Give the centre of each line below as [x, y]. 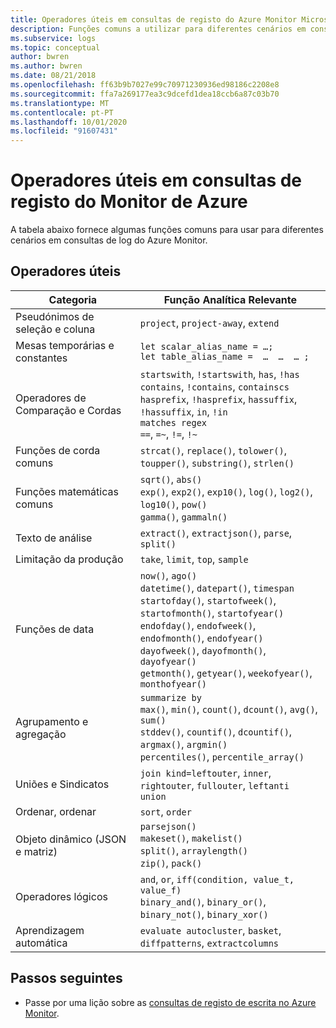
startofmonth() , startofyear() [212, 613]
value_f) [160, 890]
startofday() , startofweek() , [208, 600]
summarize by [170, 697]
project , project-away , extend [209, 323]
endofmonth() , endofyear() [201, 638]
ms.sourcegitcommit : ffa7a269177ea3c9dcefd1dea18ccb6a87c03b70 [145, 94]
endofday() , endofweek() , [198, 625]
